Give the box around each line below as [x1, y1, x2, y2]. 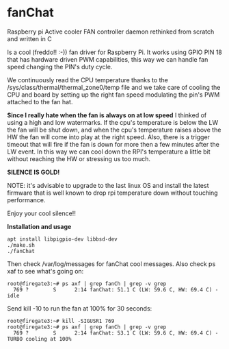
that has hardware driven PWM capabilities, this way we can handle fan [7, 55, 208, 63]
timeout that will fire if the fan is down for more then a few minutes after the [7, 140, 220, 148]
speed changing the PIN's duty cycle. [7, 62, 113, 71]
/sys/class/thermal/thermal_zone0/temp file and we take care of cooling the [7, 83, 221, 91]
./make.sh [7, 241, 36, 248]
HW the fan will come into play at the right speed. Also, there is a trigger [7, 132, 211, 141]
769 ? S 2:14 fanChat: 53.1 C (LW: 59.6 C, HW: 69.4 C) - [13, 329, 219, 337]
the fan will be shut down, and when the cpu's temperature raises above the [7, 125, 221, 134]
